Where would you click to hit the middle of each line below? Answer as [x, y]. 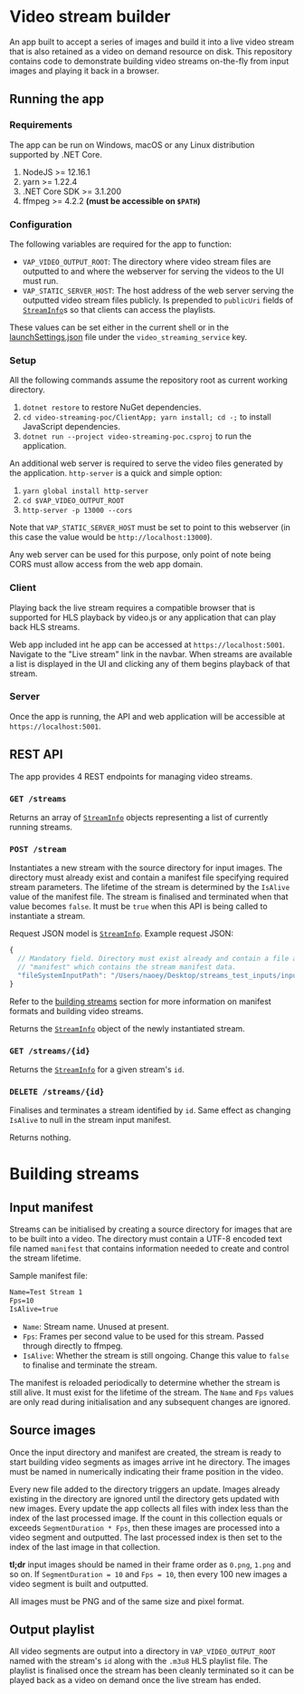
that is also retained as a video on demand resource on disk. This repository [151, 51]
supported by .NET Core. [56, 154]
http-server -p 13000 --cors [77, 511]
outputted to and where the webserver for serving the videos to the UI [153, 271]
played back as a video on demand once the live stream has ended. [135, 1680]
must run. [40, 281]
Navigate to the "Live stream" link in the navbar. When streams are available [151, 653]
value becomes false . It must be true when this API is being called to [139, 906]
